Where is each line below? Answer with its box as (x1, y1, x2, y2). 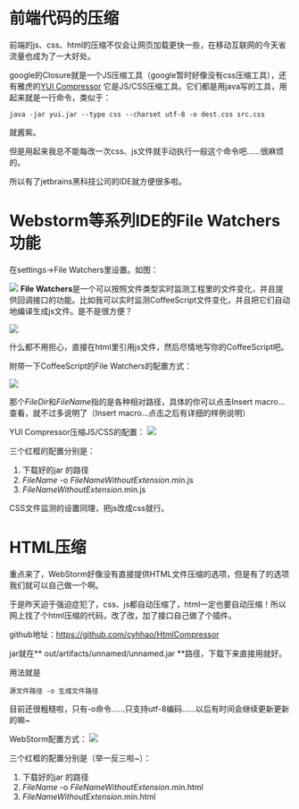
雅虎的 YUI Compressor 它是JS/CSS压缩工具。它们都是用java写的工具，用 (16, 81, 287, 91)
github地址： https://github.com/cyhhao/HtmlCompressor (9, 628, 220, 640)
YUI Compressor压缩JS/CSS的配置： (9, 426, 145, 437)
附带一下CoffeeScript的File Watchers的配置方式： (9, 360, 192, 371)
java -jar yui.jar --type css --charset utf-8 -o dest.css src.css (9, 109, 266, 119)
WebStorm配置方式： (9, 733, 87, 744)
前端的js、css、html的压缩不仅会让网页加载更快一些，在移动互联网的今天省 (9, 39, 287, 50)
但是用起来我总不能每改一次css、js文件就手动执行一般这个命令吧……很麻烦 (9, 145, 284, 157)
